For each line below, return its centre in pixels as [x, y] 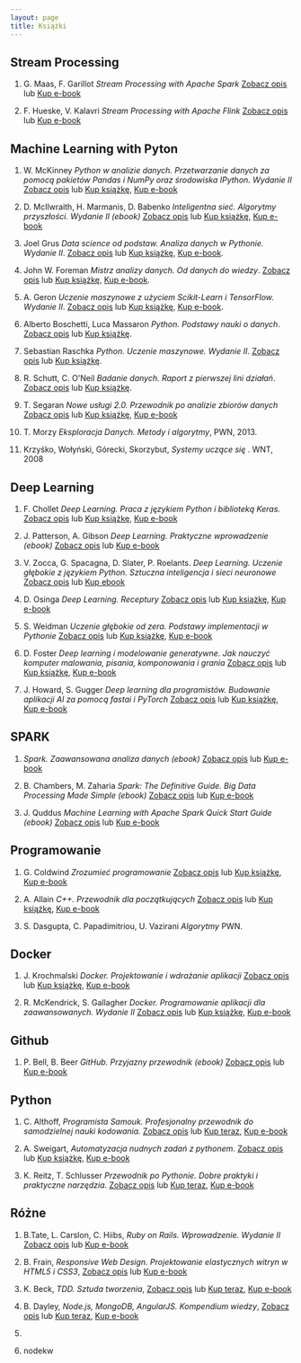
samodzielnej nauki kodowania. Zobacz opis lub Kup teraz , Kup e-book [155, 1131]
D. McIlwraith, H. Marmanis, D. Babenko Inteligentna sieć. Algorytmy [150, 207]
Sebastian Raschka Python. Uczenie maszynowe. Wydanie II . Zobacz [151, 351]
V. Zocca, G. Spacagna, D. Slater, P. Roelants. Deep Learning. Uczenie [153, 562]
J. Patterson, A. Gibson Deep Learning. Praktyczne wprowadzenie [146, 535]
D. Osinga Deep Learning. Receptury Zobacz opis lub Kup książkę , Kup [155, 599]
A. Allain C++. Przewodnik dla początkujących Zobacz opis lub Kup [148, 898]
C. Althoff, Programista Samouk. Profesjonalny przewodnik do [138, 1121]
